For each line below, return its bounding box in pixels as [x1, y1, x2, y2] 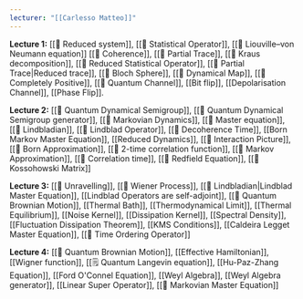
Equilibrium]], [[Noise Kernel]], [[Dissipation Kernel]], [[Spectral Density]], [9, 209, 287, 220]
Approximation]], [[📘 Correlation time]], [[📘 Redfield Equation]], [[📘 [9, 152, 260, 164]
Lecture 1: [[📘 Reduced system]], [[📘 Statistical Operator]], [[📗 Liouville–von [9, 38, 295, 49]
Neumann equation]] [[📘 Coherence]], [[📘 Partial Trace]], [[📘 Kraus [9, 47, 261, 59]
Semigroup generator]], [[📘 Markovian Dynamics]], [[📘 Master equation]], [9, 114, 286, 125]
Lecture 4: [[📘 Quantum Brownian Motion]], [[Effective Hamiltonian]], [9, 246, 269, 257]
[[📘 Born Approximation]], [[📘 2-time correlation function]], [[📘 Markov [9, 143, 275, 154]
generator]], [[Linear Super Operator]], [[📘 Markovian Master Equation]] [9, 279, 279, 290]
